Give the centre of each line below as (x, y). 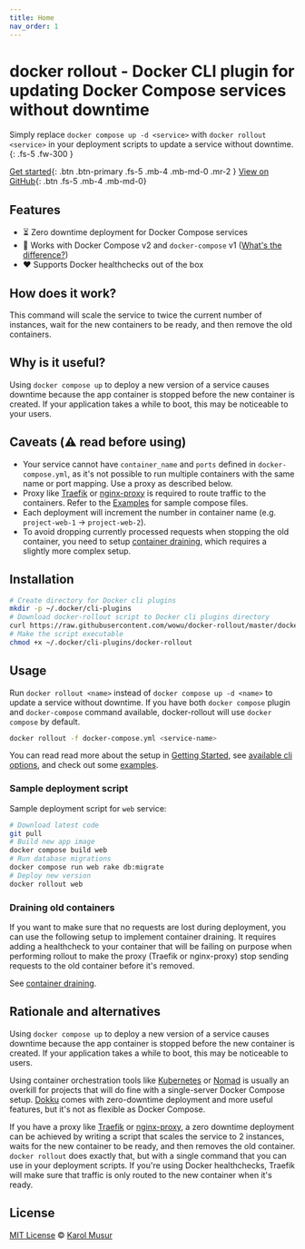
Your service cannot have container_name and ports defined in (139, 464)
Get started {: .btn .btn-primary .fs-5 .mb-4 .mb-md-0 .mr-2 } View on (139, 172)
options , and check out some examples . (84, 765)
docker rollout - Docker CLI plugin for (152, 71)
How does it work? (63, 293)
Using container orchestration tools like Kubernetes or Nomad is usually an (149, 1080)
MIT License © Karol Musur (61, 1234)
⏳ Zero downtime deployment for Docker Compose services (135, 232)
